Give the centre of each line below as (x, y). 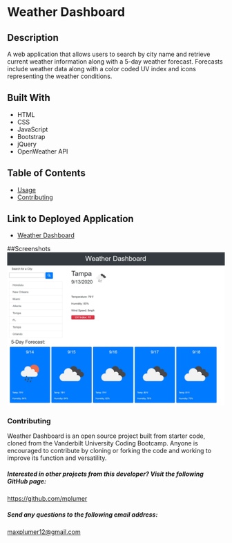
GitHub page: (27, 481)
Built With (29, 98)
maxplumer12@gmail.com (44, 532)
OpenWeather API (42, 151)
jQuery (27, 144)
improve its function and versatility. (57, 458)
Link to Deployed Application (70, 219)
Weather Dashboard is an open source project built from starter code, (106, 436)
